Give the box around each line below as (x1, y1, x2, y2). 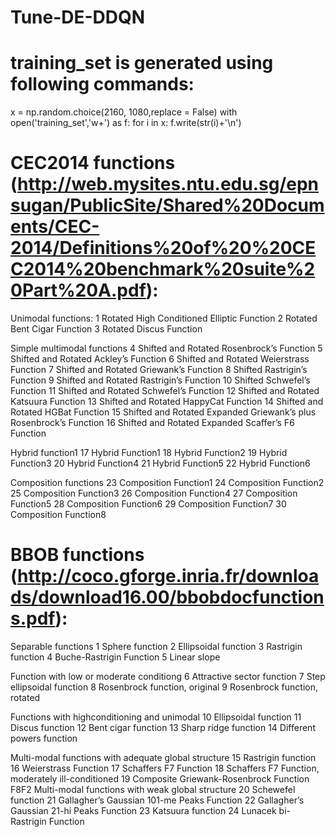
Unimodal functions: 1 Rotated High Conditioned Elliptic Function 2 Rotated (10, 312, 318, 325)
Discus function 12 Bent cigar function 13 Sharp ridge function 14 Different (10, 722, 316, 733)
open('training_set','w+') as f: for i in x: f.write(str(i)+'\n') (10, 117, 242, 129)
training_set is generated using (10, 52, 274, 75)
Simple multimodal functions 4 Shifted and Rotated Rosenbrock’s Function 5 (10, 342, 323, 355)
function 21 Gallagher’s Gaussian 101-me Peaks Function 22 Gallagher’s (10, 794, 305, 806)
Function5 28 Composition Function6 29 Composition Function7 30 (10, 498, 287, 510)
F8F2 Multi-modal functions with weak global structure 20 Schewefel (10, 784, 296, 795)
